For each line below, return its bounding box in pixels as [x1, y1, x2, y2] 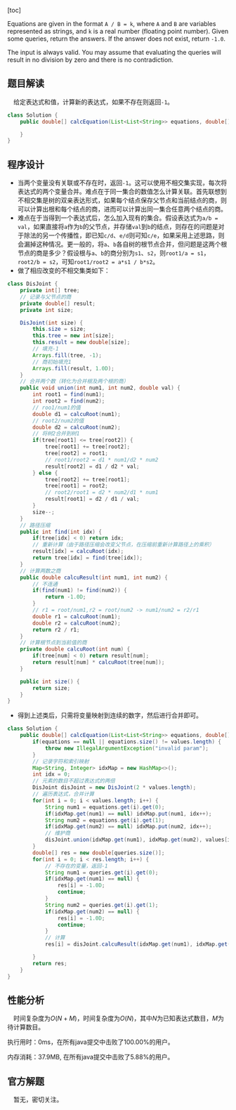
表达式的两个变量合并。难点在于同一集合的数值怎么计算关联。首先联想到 [17, 188, 227, 196]
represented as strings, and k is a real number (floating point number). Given [7, 27, 229, 35]
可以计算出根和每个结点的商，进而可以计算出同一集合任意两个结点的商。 [17, 205, 227, 214]
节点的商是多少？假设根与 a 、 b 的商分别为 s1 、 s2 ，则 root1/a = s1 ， [17, 249, 210, 257]
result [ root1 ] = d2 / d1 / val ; [44, 495, 140, 503]
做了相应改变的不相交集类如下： [17, 266, 110, 275]
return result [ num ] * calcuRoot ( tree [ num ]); [32, 659, 165, 666]
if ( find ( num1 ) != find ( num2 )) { [32, 587, 128, 594]
